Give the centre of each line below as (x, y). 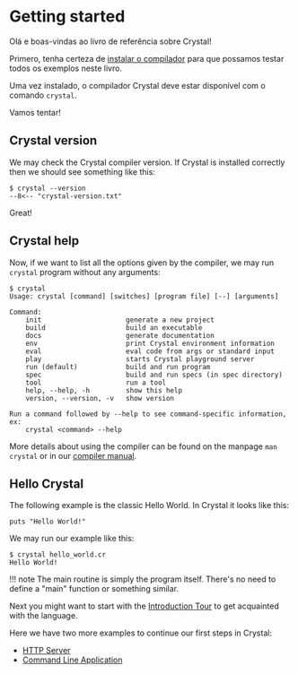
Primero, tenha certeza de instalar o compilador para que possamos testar (147, 58)
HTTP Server (46, 651)
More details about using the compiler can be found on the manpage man (144, 446)
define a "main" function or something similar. (94, 589)
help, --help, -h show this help (104, 390)
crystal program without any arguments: (85, 272)
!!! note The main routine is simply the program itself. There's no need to (143, 579)
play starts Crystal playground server (140, 359)
